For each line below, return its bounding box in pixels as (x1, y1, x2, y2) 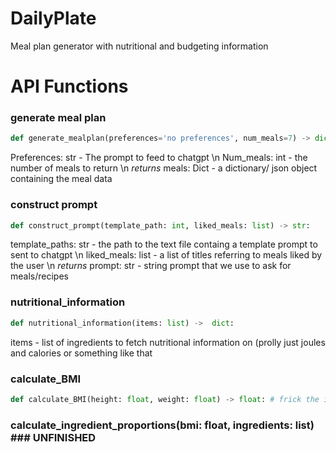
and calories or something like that (10, 347, 153, 359)
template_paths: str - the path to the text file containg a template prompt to (10, 238, 318, 251)
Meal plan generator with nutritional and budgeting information (10, 40, 269, 52)
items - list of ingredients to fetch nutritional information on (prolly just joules (10, 336, 326, 348)
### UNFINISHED (10, 430, 97, 444)
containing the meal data (10, 173, 113, 185)
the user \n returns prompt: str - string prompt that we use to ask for (10, 260, 292, 272)
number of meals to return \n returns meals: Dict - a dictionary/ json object (10, 162, 318, 174)
